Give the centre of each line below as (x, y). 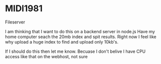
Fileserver (15, 22)
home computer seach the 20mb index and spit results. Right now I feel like (81, 37)
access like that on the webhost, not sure (46, 56)
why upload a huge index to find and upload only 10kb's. (62, 42)
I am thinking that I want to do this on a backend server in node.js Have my (80, 31)
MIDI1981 (24, 9)
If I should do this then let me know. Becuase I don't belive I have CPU (75, 51)
